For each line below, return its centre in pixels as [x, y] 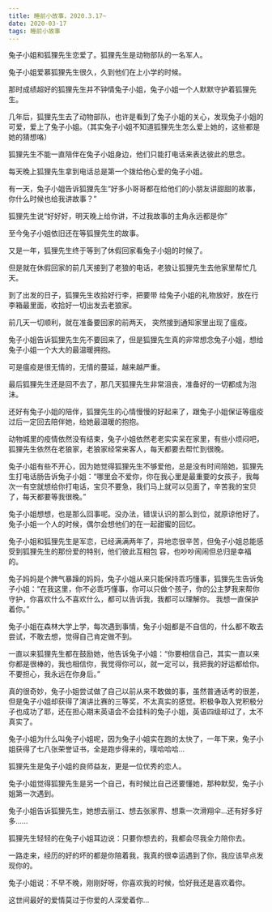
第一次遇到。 [36, 794]
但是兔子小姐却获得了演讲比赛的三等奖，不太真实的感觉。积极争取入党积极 [132, 701]
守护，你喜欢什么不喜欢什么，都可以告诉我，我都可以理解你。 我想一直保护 [134, 599]
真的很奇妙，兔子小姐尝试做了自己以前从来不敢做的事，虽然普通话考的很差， [136, 691]
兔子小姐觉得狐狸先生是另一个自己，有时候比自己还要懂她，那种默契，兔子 [132, 784]
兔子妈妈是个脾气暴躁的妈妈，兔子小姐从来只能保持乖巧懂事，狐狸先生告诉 [132, 579]
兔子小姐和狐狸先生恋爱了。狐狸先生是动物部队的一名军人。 [108, 55]
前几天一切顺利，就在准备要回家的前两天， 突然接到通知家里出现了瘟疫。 [130, 323]
